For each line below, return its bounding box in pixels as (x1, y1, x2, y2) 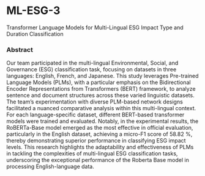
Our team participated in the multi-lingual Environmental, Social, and (6, 59, 179, 67)
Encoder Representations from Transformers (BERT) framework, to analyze (6, 85, 196, 93)
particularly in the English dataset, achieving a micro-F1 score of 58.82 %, (6, 130, 193, 138)
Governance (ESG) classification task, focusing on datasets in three (6, 66, 177, 73)
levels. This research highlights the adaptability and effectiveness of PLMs (6, 144, 194, 151)
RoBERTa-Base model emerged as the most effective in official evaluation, (6, 124, 193, 132)
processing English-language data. (6, 163, 95, 171)
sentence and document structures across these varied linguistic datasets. (6, 92, 195, 99)
